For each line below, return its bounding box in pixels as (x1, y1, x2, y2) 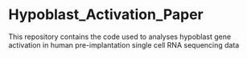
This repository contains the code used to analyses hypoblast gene (8, 32, 232, 41)
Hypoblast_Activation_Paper (8, 6, 204, 24)
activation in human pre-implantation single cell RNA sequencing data (8, 40, 240, 49)
